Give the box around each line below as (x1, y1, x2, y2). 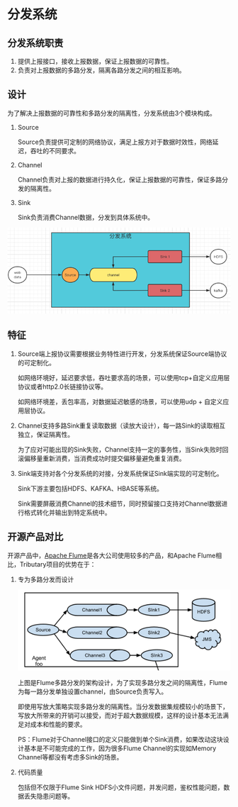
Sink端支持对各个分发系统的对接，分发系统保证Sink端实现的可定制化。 (17, 469, 223, 477)
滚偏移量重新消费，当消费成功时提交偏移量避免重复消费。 (17, 454, 186, 462)
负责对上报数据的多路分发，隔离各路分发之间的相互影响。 (17, 66, 186, 74)
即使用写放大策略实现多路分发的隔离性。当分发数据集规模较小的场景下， (17, 703, 229, 711)
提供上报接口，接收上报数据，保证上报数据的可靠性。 (17, 57, 174, 65)
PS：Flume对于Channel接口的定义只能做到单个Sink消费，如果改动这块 (17, 735, 223, 744)
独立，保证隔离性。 (17, 430, 74, 438)
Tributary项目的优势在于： (19, 560, 96, 568)
